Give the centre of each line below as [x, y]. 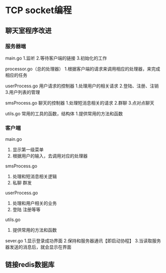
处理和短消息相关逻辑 [34, 177]
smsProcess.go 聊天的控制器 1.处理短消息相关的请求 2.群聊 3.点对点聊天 [80, 103]
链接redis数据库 [30, 265]
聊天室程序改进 [28, 31]
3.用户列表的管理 [23, 92]
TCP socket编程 [38, 10]
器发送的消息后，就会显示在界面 [38, 247]
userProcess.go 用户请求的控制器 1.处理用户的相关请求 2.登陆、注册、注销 [82, 86]
